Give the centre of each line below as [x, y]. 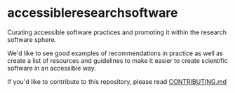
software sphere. [32, 39]
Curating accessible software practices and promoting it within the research [117, 32]
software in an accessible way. [52, 68]
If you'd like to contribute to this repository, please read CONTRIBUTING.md [117, 81]
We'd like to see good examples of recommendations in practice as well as [115, 53]
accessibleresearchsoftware [93, 13]
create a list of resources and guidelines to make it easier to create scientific [117, 60]
